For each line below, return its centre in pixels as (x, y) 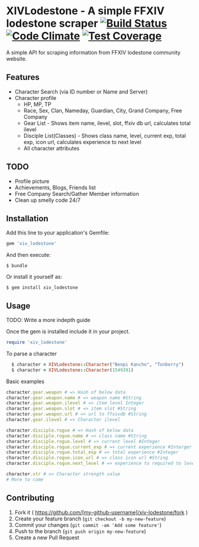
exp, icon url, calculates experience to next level (82, 142)
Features (23, 77)
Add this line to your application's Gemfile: (58, 233)
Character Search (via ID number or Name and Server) (81, 91)
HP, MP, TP (37, 104)
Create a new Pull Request (47, 538)
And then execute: (28, 255)
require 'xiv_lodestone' (37, 342)
